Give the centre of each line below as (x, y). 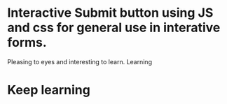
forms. (27, 43)
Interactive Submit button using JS (110, 13)
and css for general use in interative (114, 28)
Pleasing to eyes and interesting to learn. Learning (80, 61)
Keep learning (49, 90)
